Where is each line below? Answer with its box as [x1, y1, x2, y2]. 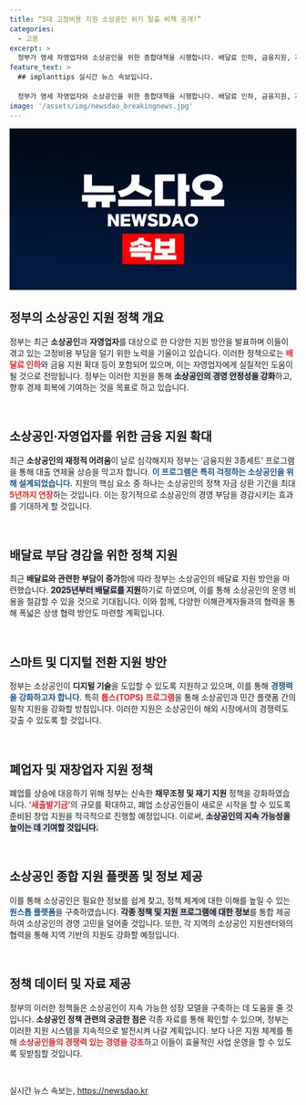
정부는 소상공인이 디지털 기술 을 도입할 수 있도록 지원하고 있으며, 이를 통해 [9, 680, 269, 691]
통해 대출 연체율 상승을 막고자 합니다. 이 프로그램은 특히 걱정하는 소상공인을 [18, 466, 285, 477]
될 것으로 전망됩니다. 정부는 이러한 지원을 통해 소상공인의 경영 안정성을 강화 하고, [9, 370, 293, 381]
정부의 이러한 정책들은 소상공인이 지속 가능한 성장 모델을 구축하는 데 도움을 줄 [9, 1002, 284, 1013]
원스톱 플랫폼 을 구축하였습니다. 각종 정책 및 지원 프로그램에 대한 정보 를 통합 [9, 906, 275, 917]
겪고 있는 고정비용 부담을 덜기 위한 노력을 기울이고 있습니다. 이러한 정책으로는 [9, 347, 284, 358]
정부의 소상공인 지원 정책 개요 [9, 310, 165, 326]
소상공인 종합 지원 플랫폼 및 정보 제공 [9, 868, 203, 885]
